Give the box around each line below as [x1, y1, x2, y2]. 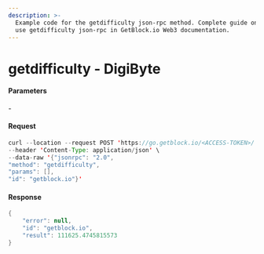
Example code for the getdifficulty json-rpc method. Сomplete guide [15, 19, 247, 27]
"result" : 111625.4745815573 [22, 232, 118, 240]
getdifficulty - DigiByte [8, 60, 161, 78]
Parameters [8, 86, 47, 96]
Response [8, 192, 42, 201]
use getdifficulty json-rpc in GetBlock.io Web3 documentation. [15, 26, 230, 34]
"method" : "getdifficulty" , [8, 161, 101, 169]
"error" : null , [22, 217, 72, 225]
